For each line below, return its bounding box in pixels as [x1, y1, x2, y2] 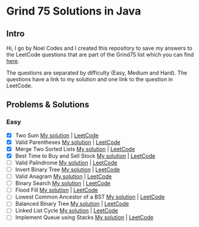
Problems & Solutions [6, 100, 89, 110]
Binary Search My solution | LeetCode [15, 180, 111, 187]
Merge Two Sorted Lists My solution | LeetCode [15, 145, 135, 152]
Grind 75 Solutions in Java [6, 4, 141, 18]
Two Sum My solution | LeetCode [15, 132, 99, 139]
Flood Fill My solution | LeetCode [15, 186, 99, 194]
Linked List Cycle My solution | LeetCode [15, 207, 119, 214]
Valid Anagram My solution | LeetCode [15, 173, 112, 180]
